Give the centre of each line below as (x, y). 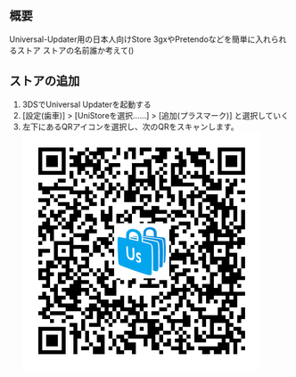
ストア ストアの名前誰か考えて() (75, 50)
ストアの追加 (45, 82)
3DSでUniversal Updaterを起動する (86, 104)
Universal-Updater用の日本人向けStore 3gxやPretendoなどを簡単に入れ (140, 39)
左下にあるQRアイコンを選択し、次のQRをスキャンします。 (130, 127)
